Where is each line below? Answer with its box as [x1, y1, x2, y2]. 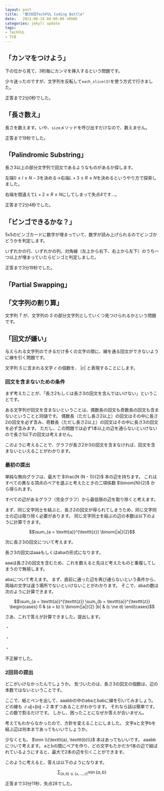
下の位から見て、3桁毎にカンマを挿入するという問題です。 [5, 68, 123, 74]
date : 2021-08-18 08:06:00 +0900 [5, 16, 78, 21]
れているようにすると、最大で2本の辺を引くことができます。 [5, 749, 127, 755]
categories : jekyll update [5, 21, 60, 26]
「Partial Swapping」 [5, 281, 71, 289]
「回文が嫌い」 [5, 334, 50, 343]
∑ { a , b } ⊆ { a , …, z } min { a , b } [57, 769, 107, 776]
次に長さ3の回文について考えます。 [5, 539, 76, 545]
